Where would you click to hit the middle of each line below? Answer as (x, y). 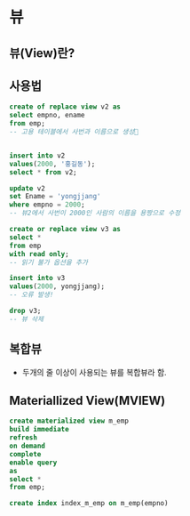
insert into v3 (37, 278)
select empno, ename (47, 116)
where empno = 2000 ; (47, 205)
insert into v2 (37, 156)
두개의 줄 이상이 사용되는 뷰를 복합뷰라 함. (94, 372)
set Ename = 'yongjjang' (55, 197)
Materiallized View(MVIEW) (87, 400)
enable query (33, 463)
